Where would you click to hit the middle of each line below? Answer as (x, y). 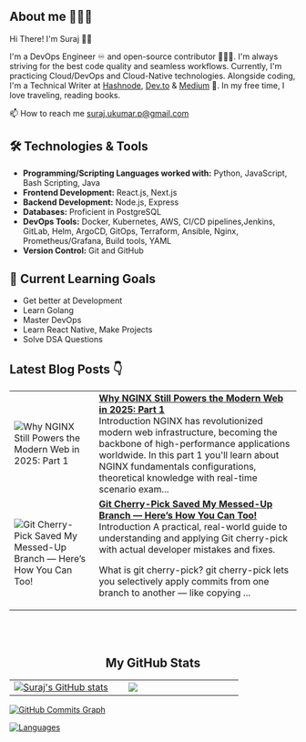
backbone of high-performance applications (194, 444)
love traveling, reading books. (65, 95)
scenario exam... (134, 490)
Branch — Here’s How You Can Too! (178, 515)
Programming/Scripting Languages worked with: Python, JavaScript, (155, 173)
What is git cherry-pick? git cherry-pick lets (194, 570)
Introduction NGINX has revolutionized (181, 422)
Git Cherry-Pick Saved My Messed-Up (186, 504)
